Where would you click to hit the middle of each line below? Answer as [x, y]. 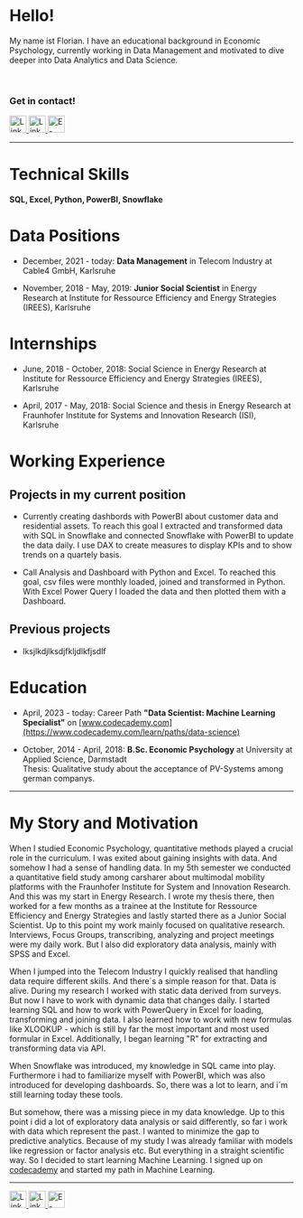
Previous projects [60, 629]
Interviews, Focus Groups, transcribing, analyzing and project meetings [142, 934]
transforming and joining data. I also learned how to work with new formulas [151, 1019]
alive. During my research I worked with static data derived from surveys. [145, 990]
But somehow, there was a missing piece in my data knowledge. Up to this [147, 1111]
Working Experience [87, 461]
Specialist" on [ [52, 722]
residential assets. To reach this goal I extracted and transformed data [152, 526]
